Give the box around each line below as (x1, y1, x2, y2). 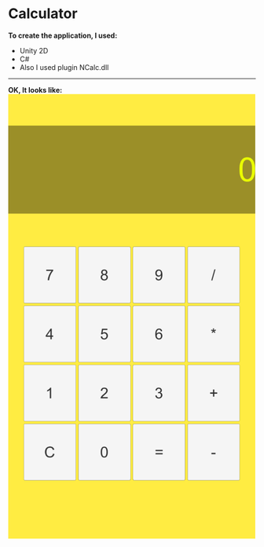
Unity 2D (19, 46, 49, 55)
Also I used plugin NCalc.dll (19, 62, 109, 72)
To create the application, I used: (8, 31, 118, 40)
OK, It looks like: (8, 85, 63, 94)
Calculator (8, 5, 78, 23)
